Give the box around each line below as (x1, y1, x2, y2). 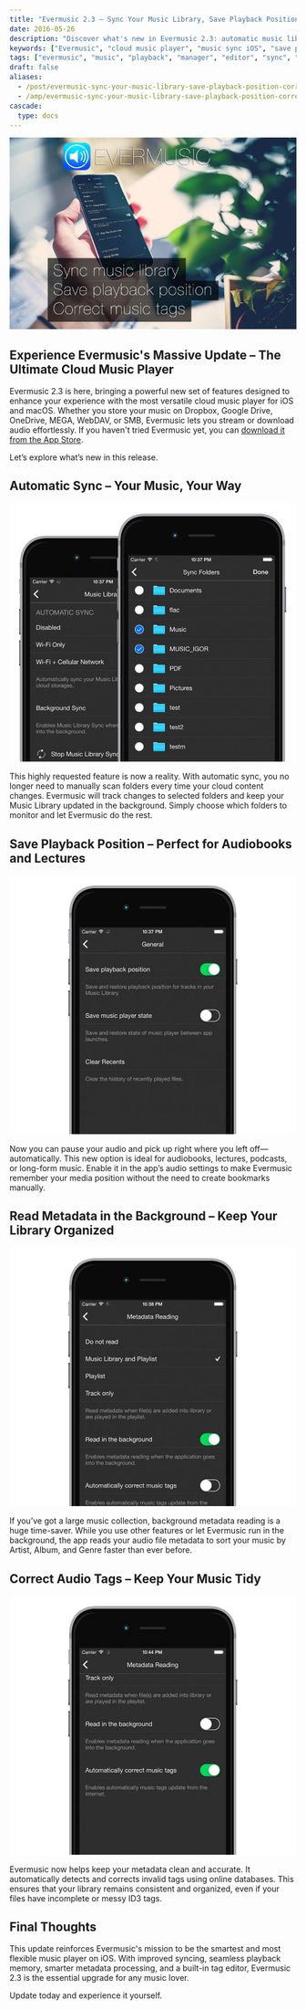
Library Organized (9, 1223, 115, 1239)
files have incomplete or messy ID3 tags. (9, 1892, 162, 1903)
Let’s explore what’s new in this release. (9, 452, 158, 463)
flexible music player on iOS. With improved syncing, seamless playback (9, 1953, 281, 1964)
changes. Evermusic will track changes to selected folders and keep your (9, 790, 285, 801)
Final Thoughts (9, 1919, 97, 1934)
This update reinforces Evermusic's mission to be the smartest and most (9, 1943, 281, 1954)
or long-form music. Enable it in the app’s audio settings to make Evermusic (9, 1162, 293, 1173)
